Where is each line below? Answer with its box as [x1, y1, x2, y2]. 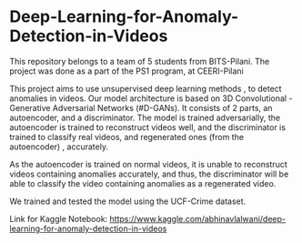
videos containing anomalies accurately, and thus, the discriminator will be [9, 168, 289, 179]
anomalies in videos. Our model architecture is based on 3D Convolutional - [9, 93, 293, 104]
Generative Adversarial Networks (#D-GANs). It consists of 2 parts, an [9, 102, 273, 113]
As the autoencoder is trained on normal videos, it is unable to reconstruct [9, 158, 288, 169]
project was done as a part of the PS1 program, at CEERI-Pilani [9, 66, 244, 76]
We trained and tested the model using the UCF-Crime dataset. [9, 196, 247, 207]
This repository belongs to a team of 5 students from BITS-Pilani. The [9, 56, 270, 66]
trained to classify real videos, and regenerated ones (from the [9, 131, 244, 142]
